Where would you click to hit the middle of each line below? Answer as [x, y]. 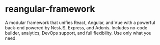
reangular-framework [50, 9]
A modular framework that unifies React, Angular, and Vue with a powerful [80, 22]
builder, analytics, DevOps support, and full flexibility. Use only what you [78, 33]
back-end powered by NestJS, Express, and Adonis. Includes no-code [76, 27]
